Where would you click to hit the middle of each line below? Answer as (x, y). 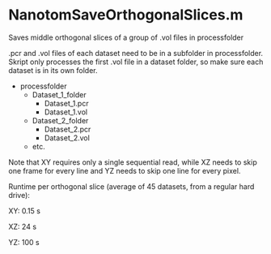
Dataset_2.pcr (68, 129)
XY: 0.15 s (24, 211)
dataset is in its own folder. (53, 70)
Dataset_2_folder (60, 120)
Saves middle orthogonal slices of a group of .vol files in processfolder (126, 37)
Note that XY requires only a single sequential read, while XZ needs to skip (133, 162)
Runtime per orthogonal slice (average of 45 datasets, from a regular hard (131, 186)
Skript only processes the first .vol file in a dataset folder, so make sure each (136, 62)
